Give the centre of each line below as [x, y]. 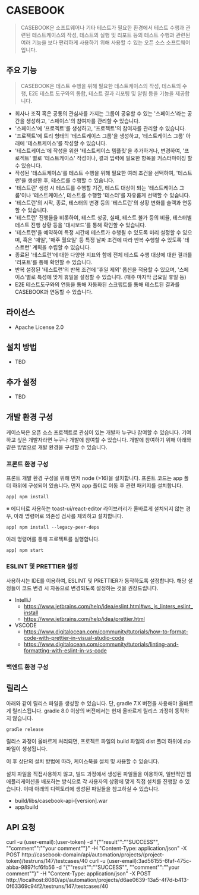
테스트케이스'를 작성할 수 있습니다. [67, 143]
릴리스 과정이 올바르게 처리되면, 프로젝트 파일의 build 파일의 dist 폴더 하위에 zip [99, 742]
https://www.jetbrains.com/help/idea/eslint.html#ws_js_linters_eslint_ [108, 606]
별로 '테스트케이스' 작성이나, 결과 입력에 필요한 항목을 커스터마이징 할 [112, 158]
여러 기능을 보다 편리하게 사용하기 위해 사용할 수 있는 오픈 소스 [93, 42]
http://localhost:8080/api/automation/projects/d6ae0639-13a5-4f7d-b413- [98, 880]
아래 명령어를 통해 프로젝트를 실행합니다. [53, 539]
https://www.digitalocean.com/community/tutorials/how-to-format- [106, 632]
